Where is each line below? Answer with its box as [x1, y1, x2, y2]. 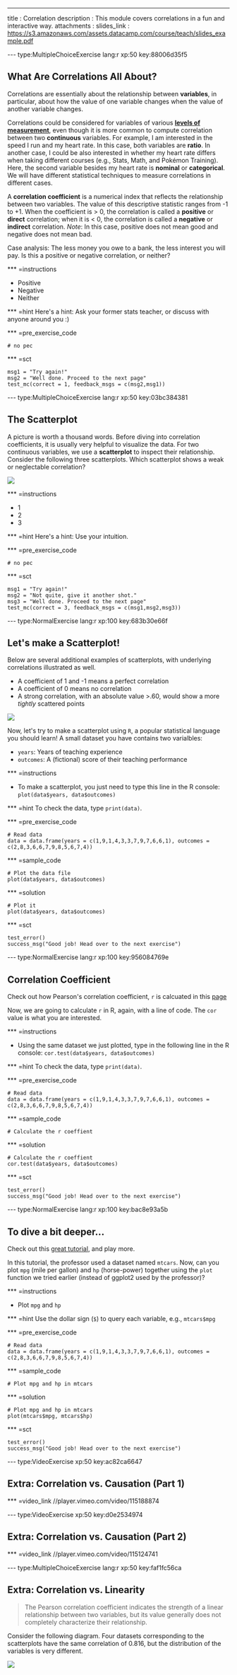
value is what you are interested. [7, 1014, 102, 1022]
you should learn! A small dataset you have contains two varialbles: [7, 734, 203, 743]
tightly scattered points [17, 699, 85, 708]
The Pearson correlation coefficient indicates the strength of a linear [24, 1603, 224, 1611]
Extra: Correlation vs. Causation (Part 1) [7, 1477, 186, 1490]
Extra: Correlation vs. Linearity [7, 1584, 145, 1596]
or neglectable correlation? [7, 462, 86, 471]
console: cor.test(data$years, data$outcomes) [17, 1048, 155, 1057]
